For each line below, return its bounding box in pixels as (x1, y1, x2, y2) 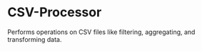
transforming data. (7, 35, 62, 43)
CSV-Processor (7, 4, 102, 21)
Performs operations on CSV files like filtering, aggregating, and (7, 28, 196, 36)
